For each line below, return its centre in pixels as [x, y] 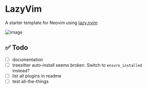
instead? [21, 70]
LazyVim [24, 9]
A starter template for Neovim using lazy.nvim [51, 23]
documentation [28, 59]
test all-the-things [30, 81]
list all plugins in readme [37, 76]
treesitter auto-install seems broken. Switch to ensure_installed [77, 65]
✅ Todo [17, 48]
